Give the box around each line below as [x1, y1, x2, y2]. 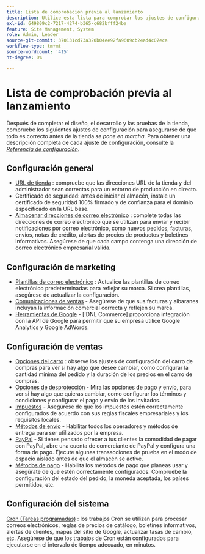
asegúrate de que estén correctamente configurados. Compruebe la [15, 468, 187, 475]
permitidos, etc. [15, 481, 55, 488]
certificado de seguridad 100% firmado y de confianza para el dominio [15, 199, 193, 206]
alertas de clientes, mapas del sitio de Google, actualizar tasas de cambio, [6, 528, 193, 535]
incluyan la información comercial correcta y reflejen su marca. [15, 304, 174, 312]
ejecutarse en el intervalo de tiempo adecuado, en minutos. [6, 541, 156, 548]
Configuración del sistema [6, 499, 109, 509]
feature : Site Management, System [6, 26, 95, 32]
